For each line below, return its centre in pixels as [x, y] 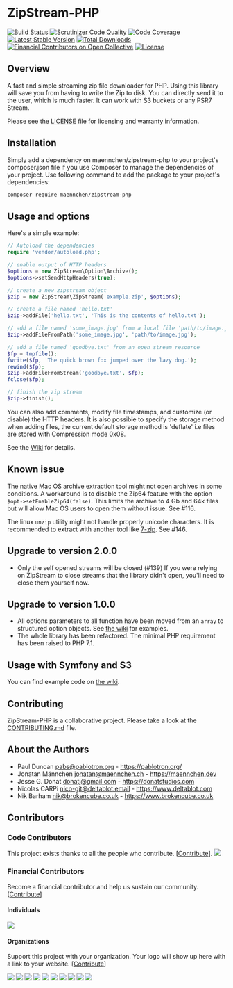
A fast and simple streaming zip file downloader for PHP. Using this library [113, 86]
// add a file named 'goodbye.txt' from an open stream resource [103, 347]
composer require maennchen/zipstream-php [69, 195]
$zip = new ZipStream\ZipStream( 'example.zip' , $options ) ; [94, 297]
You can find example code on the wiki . [63, 682]
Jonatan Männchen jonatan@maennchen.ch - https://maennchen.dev [117, 774]
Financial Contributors [46, 872]
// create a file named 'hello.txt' [60, 309]
